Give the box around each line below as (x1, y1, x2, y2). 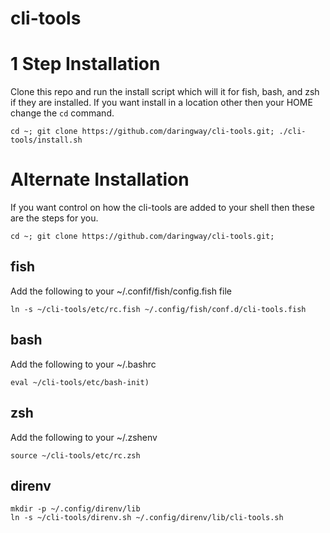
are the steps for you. (10, 212, 99, 224)
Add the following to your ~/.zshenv (10, 431, 158, 443)
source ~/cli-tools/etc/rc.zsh (10, 450, 141, 461)
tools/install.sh (10, 135, 83, 146)
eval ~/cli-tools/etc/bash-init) (10, 377, 150, 387)
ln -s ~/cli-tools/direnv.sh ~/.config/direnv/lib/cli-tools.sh (10, 513, 284, 523)
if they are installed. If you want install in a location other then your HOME (10, 97, 313, 109)
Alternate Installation (10, 168, 190, 191)
